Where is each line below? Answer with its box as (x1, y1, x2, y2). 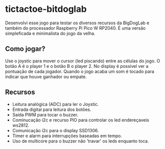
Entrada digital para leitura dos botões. (12, 106, 91, 112)
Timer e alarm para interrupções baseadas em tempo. (12, 133, 123, 139)
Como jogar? (5, 45, 45, 53)
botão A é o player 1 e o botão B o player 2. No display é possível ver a (5, 63, 149, 69)
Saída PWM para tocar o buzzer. (12, 111, 79, 117)
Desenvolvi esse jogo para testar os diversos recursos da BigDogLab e (5, 20, 150, 26)
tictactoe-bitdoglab (5, 3, 87, 15)
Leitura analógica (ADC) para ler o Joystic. (12, 101, 99, 107)
